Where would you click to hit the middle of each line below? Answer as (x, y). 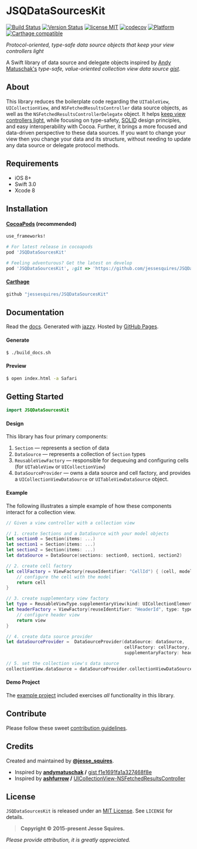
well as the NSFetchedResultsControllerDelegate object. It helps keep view (96, 114)
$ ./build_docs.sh (28, 352)
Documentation (35, 312)
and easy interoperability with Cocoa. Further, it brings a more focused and (97, 126)
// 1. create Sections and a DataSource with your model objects (87, 534)
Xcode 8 (25, 190)
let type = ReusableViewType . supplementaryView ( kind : (73, 604)
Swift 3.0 (25, 184)
